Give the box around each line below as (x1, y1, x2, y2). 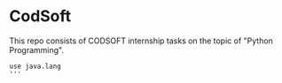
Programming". (9, 44, 65, 55)
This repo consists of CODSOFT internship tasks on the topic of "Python (9, 35, 273, 46)
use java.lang (9, 62, 62, 71)
